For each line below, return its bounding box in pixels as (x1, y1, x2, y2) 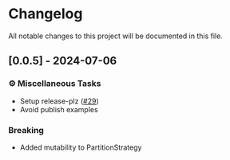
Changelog (8, 5, 83, 23)
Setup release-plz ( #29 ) (19, 96, 99, 106)
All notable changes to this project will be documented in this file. (8, 31, 224, 41)
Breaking (8, 124, 44, 135)
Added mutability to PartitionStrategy (19, 142, 142, 152)
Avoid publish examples (19, 104, 98, 114)
